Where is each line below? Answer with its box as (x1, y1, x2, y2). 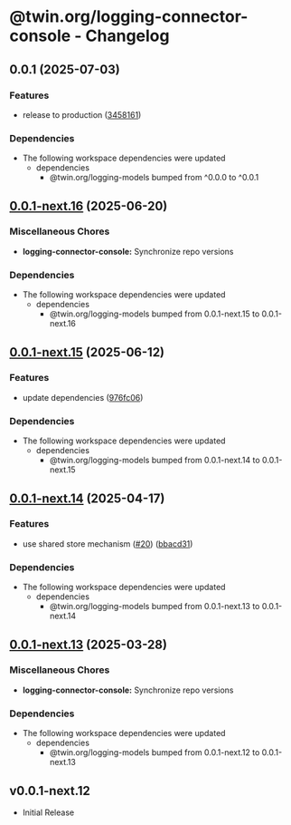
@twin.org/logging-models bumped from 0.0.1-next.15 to (49, 308, 260, 319)
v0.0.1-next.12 (9, 782, 90, 799)
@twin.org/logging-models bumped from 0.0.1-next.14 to (49, 455, 260, 466)
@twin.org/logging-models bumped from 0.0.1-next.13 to (49, 601, 260, 612)
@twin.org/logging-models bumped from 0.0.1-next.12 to (49, 747, 260, 758)
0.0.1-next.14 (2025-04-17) (9, 490, 165, 506)
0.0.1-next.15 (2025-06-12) (9, 345, 165, 360)
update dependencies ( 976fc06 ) (22, 392, 144, 403)
